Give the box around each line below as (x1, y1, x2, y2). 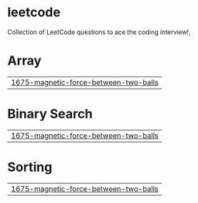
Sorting (7, 159, 53, 175)
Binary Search (7, 106, 93, 122)
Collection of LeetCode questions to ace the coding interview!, (7, 28, 191, 36)
